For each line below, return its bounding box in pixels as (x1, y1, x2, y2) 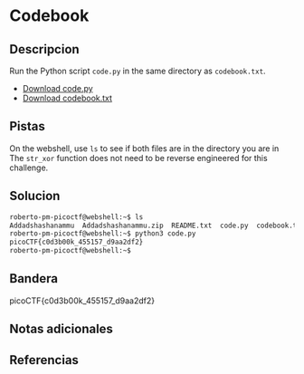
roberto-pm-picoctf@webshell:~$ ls (9, 212, 144, 222)
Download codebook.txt (22, 92, 113, 103)
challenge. (9, 162, 49, 173)
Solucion (9, 188, 61, 204)
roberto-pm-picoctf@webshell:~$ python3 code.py (9, 229, 196, 238)
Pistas (9, 119, 45, 134)
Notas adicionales (9, 321, 113, 337)
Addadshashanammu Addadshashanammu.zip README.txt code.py (9, 221, 249, 230)
